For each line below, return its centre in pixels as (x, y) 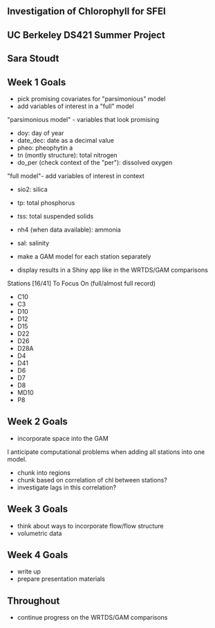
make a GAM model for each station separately (84, 256)
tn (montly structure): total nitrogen (67, 155)
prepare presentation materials (61, 579)
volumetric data (39, 533)
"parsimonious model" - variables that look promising (83, 119)
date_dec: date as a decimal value (65, 140)
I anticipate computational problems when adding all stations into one (106, 452)
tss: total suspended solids (55, 216)
